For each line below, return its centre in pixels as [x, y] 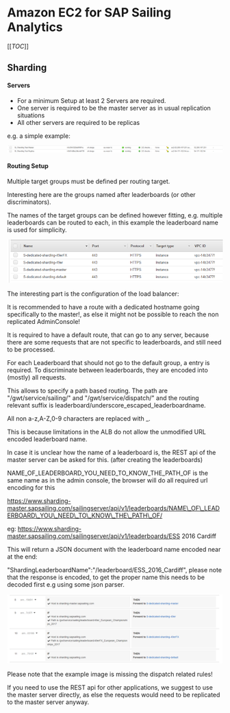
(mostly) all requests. [37, 377]
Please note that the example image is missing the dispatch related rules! [110, 675]
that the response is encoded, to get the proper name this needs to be [106, 577]
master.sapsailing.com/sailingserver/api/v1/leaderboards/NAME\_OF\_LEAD [114, 508]
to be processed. [31, 349]
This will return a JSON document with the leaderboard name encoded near [114, 549]
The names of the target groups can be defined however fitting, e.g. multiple [115, 215]
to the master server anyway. [48, 702]
